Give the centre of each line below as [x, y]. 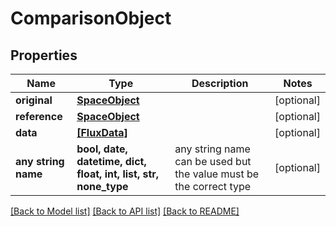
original [34, 100]
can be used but [213, 161]
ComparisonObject [91, 18]
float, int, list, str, [118, 174]
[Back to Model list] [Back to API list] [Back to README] [125, 211]
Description [220, 83]
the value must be [217, 174]
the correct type [213, 186]
